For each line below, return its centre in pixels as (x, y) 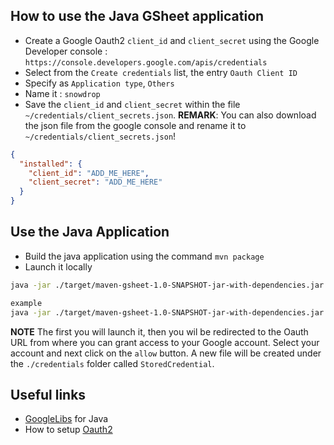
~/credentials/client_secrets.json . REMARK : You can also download (170, 115)
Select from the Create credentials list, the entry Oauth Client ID (161, 72)
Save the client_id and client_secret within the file (132, 104)
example (26, 303)
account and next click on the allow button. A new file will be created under (166, 353)
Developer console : (66, 51)
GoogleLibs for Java (66, 419)
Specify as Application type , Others (99, 83)
